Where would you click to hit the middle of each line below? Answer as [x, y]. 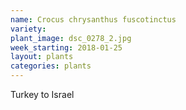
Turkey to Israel [42, 94]
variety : [28, 29]
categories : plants [51, 66]
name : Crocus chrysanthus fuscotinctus [93, 19]
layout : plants [42, 57]
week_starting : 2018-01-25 [66, 47]
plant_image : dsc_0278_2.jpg [71, 38]
